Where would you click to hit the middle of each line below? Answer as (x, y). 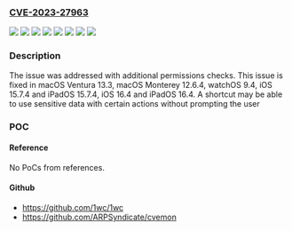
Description (35, 56)
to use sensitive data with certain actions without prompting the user (134, 103)
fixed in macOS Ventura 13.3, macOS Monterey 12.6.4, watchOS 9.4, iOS (141, 84)
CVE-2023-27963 (49, 12)
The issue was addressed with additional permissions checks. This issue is (146, 75)
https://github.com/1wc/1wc (73, 207)
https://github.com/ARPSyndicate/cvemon (99, 217)
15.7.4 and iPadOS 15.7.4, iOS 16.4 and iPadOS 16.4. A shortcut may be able (146, 94)
